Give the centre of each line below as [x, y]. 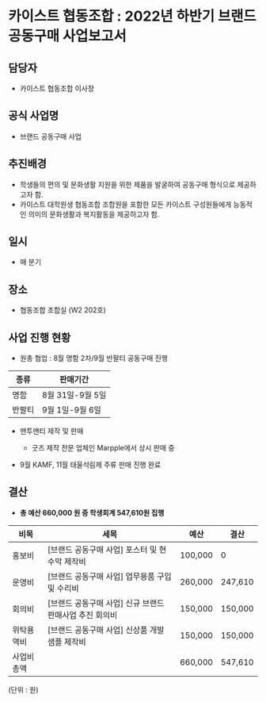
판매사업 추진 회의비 [82, 615]
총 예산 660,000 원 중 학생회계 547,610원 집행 [92, 512]
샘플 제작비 [67, 642]
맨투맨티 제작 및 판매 [51, 431]
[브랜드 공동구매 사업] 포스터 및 [102, 550]
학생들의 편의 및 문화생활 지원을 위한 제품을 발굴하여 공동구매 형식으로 [127, 184]
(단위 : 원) [23, 689]
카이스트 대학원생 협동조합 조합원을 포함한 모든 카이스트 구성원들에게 [125, 204]
